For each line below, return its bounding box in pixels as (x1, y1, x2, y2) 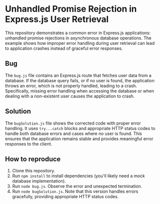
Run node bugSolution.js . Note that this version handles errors (12, 188, 139, 194)
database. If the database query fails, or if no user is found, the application (5, 77, 155, 83)
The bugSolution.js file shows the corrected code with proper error (5, 120, 141, 126)
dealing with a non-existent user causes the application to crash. (5, 93, 135, 99)
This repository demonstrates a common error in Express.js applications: (5, 30, 151, 36)
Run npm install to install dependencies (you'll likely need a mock (12, 173, 145, 179)
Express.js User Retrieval (5, 14, 109, 25)
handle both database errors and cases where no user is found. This (5, 130, 142, 136)
